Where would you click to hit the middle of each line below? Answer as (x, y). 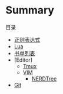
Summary (30, 10)
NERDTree (44, 78)
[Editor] (23, 60)
